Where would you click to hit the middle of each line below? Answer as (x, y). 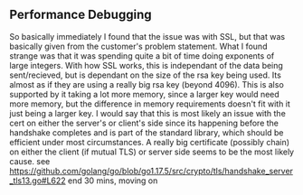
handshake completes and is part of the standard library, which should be (147, 132)
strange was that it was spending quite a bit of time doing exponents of (142, 56)
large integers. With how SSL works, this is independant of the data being (146, 65)
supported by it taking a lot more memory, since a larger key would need (145, 94)
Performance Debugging (80, 15)
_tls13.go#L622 (38, 181)
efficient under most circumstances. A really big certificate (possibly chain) (150, 142)
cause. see (30, 161)
